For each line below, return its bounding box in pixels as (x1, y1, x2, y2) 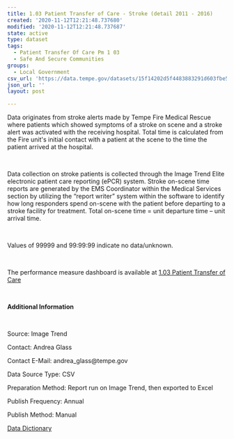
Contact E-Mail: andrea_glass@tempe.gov (7, 357, 128, 365)
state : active (7, 29, 49, 37)
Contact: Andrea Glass (7, 343, 72, 352)
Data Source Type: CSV (7, 370, 75, 378)
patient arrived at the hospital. (7, 143, 94, 151)
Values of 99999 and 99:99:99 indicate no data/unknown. (7, 241, 173, 249)
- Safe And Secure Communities (13, 56, 104, 63)
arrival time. (7, 214, 42, 223)
